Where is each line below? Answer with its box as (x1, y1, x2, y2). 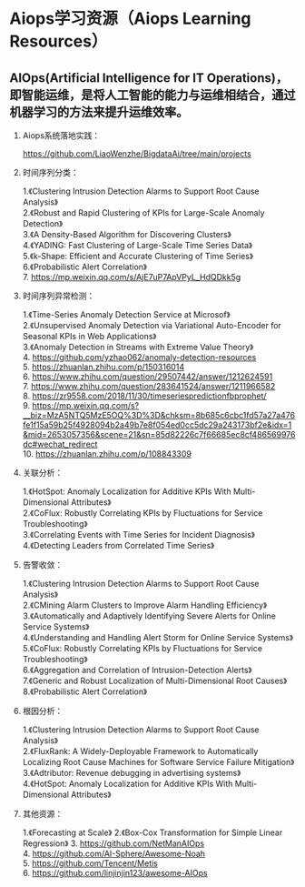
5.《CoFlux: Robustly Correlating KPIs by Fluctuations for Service (22, 643, 263, 653)
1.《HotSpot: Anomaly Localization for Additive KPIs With (22, 486, 231, 497)
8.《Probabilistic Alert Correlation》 (22, 686, 148, 697)
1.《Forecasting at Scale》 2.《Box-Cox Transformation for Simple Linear (22, 827, 283, 838)
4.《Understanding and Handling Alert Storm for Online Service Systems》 (22, 632, 293, 642)
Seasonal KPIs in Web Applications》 (22, 331, 157, 341)
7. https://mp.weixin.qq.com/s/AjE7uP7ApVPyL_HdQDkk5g (22, 272, 241, 282)
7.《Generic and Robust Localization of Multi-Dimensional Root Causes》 (22, 675, 288, 686)
